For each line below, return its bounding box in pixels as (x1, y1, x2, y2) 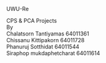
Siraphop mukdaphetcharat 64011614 (6, 50, 100, 57)
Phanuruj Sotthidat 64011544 (6, 43, 80, 50)
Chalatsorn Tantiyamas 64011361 (6, 30, 89, 37)
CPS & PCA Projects (6, 17, 57, 24)
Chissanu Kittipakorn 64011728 (6, 37, 85, 43)
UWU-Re (6, 6, 29, 12)
